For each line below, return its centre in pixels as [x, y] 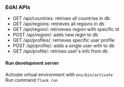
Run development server [32, 63]
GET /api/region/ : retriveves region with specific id [66, 29]
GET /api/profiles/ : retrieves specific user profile [64, 40]
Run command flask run [32, 80]
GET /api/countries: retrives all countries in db [61, 19]
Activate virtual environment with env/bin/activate [59, 74]
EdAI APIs [18, 7]
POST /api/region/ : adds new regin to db [55, 35]
